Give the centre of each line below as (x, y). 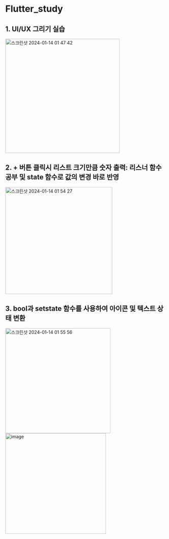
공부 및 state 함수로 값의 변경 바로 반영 (62, 177)
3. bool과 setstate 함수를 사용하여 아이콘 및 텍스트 (81, 309)
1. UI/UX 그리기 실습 (35, 29)
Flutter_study (34, 9)
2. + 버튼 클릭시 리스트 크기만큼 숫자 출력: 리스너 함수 (83, 168)
